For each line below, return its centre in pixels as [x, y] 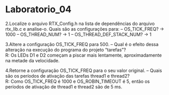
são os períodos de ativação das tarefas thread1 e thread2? [67, 76]
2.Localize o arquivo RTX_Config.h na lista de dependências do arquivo [80, 23]
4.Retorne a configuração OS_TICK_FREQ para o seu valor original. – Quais [84, 70]
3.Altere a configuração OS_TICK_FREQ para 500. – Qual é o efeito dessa [82, 44]
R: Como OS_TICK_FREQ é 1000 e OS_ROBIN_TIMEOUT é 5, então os [78, 81]
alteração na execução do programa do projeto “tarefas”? [66, 50]
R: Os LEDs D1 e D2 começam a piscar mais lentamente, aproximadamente [83, 55]
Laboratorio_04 [38, 9]
